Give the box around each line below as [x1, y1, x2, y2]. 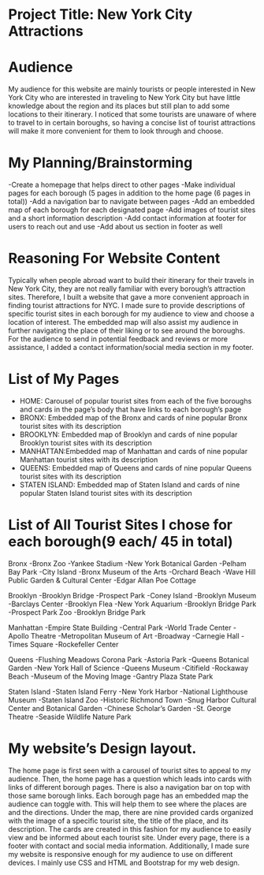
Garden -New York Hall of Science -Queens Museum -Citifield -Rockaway [8, 663, 249, 672]
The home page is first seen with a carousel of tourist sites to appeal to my [8, 765, 251, 775]
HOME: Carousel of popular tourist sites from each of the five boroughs [19, 396, 252, 405]
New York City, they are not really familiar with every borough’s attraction [8, 284, 246, 293]
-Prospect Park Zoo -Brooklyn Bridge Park [8, 607, 146, 616]
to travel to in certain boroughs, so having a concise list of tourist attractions [8, 118, 256, 128]
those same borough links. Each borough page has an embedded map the [8, 791, 249, 800]
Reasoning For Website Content [8, 250, 221, 267]
